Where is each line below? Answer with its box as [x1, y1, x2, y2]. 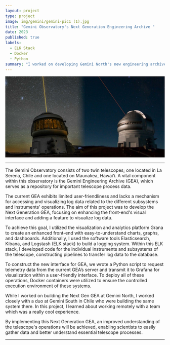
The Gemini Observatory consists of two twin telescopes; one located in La [5, 167, 162, 173]
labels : [5, 41, 22, 46]
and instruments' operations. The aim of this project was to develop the [5, 204, 154, 210]
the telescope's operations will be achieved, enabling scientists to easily [5, 324, 156, 330]
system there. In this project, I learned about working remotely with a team [5, 303, 160, 310]
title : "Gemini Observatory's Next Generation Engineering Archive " [5, 24, 155, 29]
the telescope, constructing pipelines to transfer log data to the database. [5, 251, 159, 258]
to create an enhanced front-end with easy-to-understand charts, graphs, [5, 230, 159, 236]
